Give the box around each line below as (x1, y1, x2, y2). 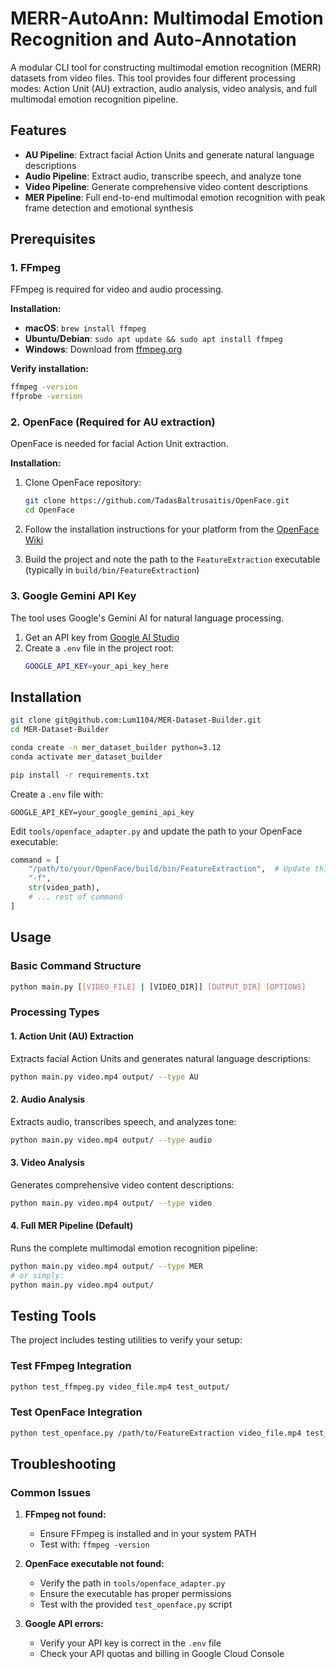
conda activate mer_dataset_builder (10, 752, 163, 762)
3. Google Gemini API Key (10, 589, 137, 603)
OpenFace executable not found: (24, 1558, 165, 1570)
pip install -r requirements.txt (10, 770, 150, 780)
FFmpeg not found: (24, 1508, 107, 1521)
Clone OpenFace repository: (24, 477, 142, 489)
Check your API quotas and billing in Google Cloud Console (39, 1648, 285, 1660)
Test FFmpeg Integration (10, 1359, 132, 1373)
